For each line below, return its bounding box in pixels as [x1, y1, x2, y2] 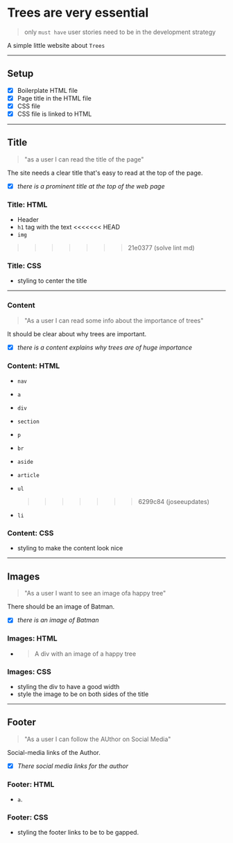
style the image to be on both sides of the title [17, 690, 149, 698]
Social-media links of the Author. [7, 748, 101, 756]
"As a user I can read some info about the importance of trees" [24, 316, 204, 324]
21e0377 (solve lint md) [128, 244, 196, 252]
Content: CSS [7, 528, 54, 538]
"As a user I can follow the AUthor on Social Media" [24, 735, 171, 743]
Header [17, 216, 40, 224]
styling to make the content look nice [17, 544, 123, 553]
